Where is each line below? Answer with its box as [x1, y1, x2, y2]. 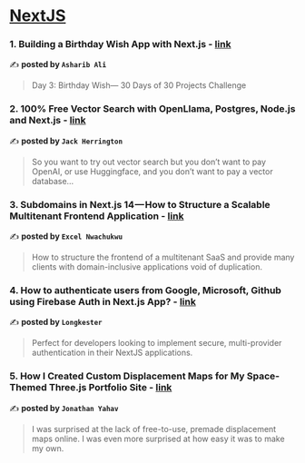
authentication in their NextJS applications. [31, 347, 193, 359]
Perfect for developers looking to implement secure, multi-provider [31, 338, 282, 349]
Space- [246, 369, 280, 382]
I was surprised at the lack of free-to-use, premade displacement [31, 423, 277, 434]
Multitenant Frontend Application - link [9, 210, 184, 222]
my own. [31, 442, 64, 454]
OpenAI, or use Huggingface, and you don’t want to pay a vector [31, 165, 274, 177]
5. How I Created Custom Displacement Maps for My [9, 369, 245, 382]
